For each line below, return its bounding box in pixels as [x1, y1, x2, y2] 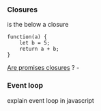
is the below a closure [7, 21, 69, 29]
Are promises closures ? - [7, 64, 80, 72]
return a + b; [19, 46, 59, 53]
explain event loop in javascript [7, 96, 94, 104]
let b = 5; [19, 40, 50, 47]
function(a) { [7, 34, 48, 40]
